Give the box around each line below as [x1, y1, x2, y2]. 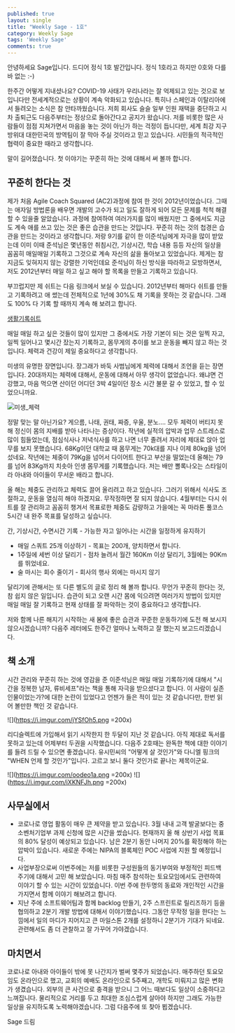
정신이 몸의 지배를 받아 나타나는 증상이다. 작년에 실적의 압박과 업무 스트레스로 [14, 426, 226, 435]
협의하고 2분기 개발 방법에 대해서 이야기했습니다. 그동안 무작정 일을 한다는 [17, 907, 219, 916]
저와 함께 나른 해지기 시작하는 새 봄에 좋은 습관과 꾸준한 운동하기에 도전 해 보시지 [7, 615, 227, 623]
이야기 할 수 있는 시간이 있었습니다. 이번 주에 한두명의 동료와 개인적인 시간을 [17, 881, 225, 890]
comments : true [7, 43, 52, 50]
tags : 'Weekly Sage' [7, 36, 68, 44]
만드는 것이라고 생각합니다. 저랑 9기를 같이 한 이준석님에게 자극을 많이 [20, 232, 211, 240]
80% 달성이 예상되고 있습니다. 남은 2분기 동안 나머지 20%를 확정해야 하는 [24, 837, 227, 846]
